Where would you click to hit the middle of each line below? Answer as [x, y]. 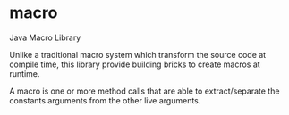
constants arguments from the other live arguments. [105, 100]
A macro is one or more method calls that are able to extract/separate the [144, 91]
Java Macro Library [45, 37]
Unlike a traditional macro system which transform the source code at [138, 54]
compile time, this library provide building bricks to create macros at [135, 64]
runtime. [25, 73]
